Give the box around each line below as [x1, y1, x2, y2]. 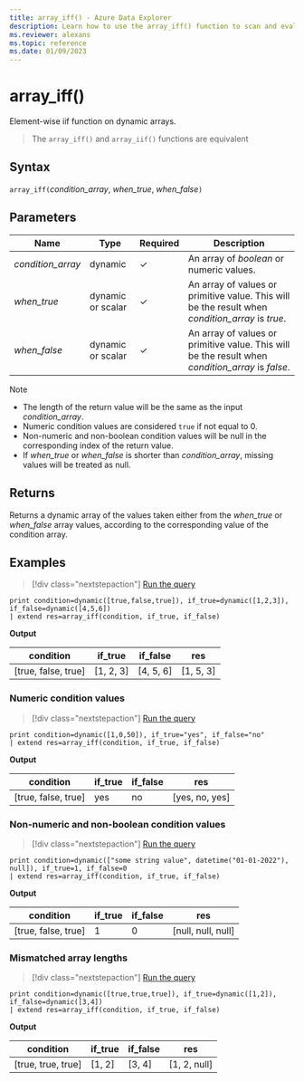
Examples [9, 554, 66, 570]
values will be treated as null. [22, 459, 131, 470]
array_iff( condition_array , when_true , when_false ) [9, 183, 204, 195]
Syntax [9, 159, 51, 175]
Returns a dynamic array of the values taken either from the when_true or [9, 509, 283, 521]
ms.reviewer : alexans [9, 30, 91, 39]
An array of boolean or [188, 252, 285, 264]
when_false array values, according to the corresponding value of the [9, 519, 269, 530]
